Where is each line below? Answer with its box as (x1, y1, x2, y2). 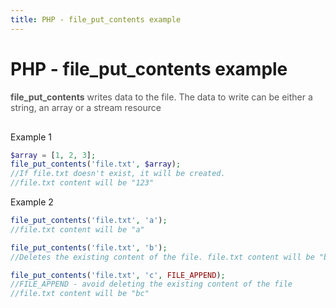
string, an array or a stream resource (10, 101, 162, 113)
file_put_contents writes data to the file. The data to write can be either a (10, 91, 313, 103)
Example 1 (10, 131, 52, 143)
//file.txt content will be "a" (10, 224, 145, 235)
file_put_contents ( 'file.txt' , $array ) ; (10, 159, 182, 170)
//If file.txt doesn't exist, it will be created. (10, 169, 226, 179)
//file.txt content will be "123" (10, 178, 155, 188)
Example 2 (10, 196, 54, 208)
